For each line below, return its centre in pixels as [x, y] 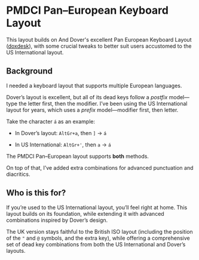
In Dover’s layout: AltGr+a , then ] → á [60, 133]
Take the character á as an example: [51, 121]
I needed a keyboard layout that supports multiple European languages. [94, 85]
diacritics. [19, 174]
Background [29, 71]
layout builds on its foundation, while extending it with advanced [85, 213]
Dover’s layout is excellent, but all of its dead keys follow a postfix [87, 97]
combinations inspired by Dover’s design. [57, 220]
